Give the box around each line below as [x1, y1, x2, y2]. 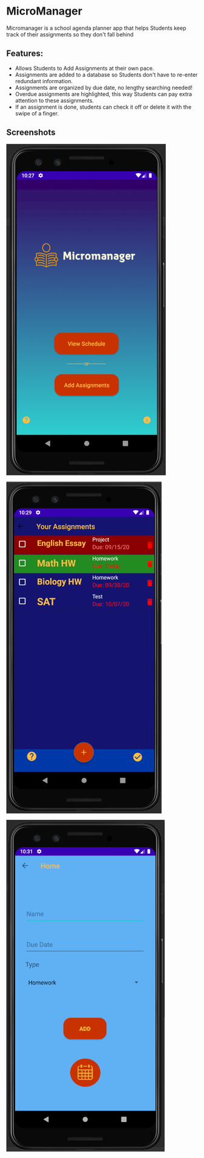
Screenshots [6, 128, 56, 138]
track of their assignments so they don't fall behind [6, 30, 134, 38]
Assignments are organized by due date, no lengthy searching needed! [15, 84, 193, 91]
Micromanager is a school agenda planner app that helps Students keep [6, 24, 186, 32]
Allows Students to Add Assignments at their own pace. [15, 64, 155, 72]
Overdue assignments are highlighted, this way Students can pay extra [15, 90, 192, 98]
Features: [6, 49, 44, 59]
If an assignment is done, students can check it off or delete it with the [15, 103, 192, 111]
